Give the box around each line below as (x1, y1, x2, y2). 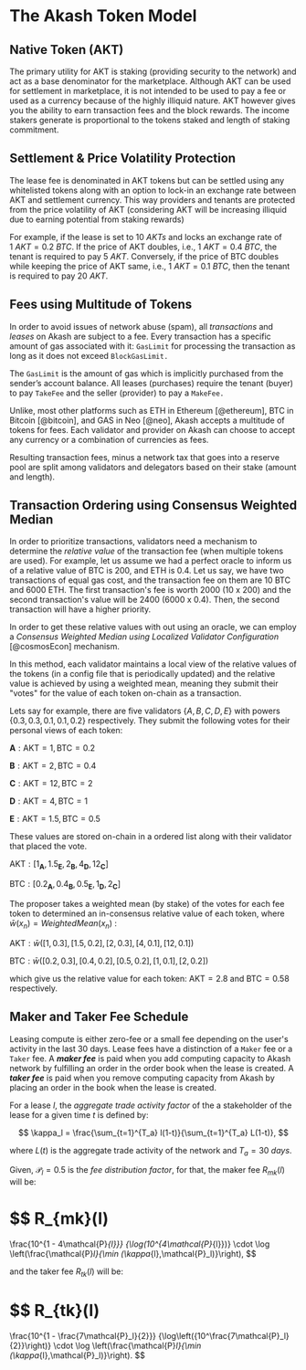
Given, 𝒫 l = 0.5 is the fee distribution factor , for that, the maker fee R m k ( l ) (9, 1164, 286, 1178)
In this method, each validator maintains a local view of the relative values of (9, 659, 297, 669)
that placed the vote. (9, 841, 88, 852)
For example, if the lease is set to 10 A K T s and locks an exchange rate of (9, 231, 283, 242)
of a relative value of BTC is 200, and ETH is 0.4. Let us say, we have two (9, 565, 285, 576)
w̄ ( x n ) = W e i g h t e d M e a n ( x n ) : (9, 918, 117, 931)
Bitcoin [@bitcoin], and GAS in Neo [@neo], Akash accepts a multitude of (9, 415, 285, 426)
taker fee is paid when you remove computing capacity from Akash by (9, 1072, 276, 1083)
